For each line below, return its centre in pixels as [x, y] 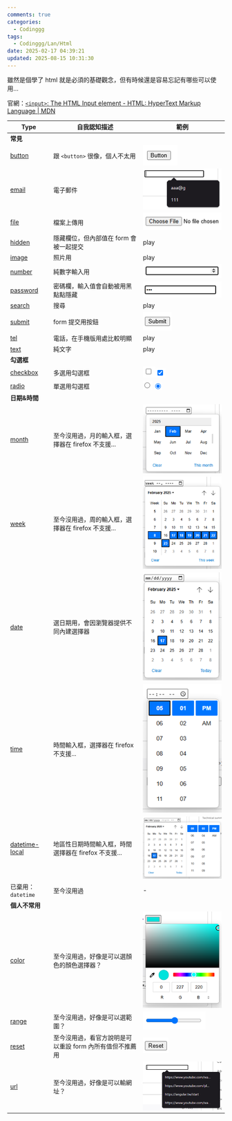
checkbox [24, 373]
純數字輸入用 [71, 272]
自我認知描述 [95, 127]
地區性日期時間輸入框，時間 [93, 844]
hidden [20, 242]
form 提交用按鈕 [76, 322]
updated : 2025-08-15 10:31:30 [51, 59]
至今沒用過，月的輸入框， [89, 435]
